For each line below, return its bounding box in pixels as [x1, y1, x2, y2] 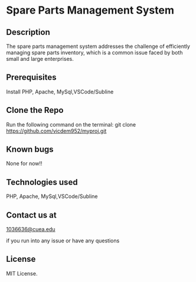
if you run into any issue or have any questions [6, 237, 120, 244]
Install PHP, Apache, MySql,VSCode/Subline [6, 88, 114, 95]
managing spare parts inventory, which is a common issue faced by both [6, 49, 183, 56]
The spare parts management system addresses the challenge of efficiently [6, 43, 191, 50]
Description [6, 27, 50, 37]
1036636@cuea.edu [6, 226, 55, 233]
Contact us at [6, 210, 57, 220]
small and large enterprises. [6, 56, 74, 62]
